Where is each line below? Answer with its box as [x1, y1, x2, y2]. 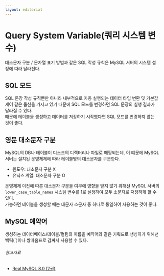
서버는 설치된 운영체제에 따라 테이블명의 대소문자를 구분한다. [5, 156, 120, 162]
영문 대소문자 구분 [5, 136, 56, 144]
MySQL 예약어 [5, 217, 47, 225]
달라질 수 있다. [5, 108, 33, 114]
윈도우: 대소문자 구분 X [12, 166, 56, 172]
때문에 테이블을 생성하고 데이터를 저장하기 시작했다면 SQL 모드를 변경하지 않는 [5, 114, 155, 120]
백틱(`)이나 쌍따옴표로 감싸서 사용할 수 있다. [5, 237, 88, 243]
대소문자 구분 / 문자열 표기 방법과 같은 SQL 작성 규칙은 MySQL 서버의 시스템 [5, 60, 151, 65]
